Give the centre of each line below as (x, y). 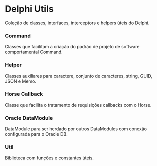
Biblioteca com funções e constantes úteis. (49, 158)
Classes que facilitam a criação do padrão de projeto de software (72, 47)
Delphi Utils (29, 9)
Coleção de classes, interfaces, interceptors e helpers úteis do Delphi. (77, 23)
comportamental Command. (34, 52)
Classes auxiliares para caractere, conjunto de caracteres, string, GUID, (78, 76)
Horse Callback (24, 94)
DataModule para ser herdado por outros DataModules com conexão (76, 129)
